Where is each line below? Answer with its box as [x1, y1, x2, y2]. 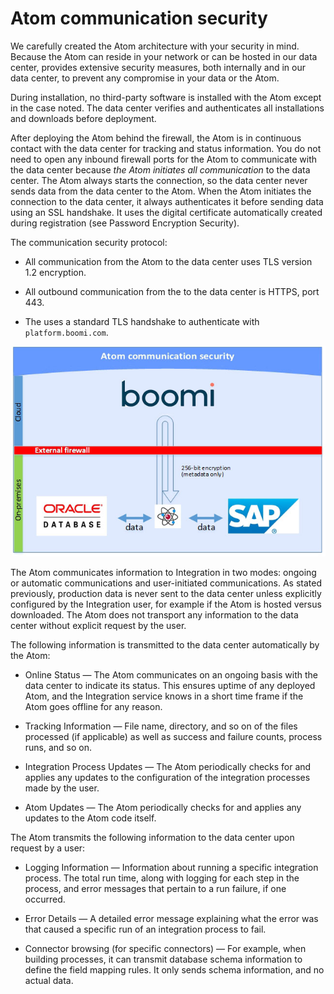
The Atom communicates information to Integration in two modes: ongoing [10, 567, 317, 579]
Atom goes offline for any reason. [24, 701, 163, 713]
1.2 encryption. [24, 266, 87, 278]
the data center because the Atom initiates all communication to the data [10, 163, 311, 176]
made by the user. [24, 782, 100, 794]
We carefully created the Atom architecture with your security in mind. [10, 40, 300, 52]
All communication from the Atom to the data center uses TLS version [24, 255, 313, 267]
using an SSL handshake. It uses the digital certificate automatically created [10, 206, 323, 218]
